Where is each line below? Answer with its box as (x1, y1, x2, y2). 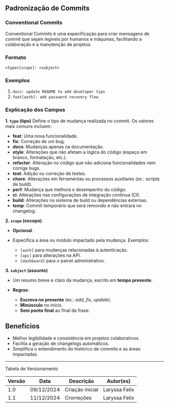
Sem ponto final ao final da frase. (20, 307, 90, 313)
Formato (5, 54, 27, 61)
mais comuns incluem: (5, 123, 52, 129)
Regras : (12, 287, 29, 293)
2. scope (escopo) (5, 218, 42, 224)
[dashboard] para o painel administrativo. (20, 257, 105, 263)
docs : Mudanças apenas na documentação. (12, 144, 104, 150)
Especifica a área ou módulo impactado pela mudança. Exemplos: (12, 237, 149, 243)
